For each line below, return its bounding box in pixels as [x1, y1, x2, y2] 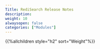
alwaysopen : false [5, 20, 43, 26]
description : [5, 12, 32, 16]
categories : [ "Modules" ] [5, 25, 56, 30]
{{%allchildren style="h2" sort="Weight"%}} [5, 38, 96, 44]
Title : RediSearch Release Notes [5, 7, 74, 12]
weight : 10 [5, 16, 28, 21]
